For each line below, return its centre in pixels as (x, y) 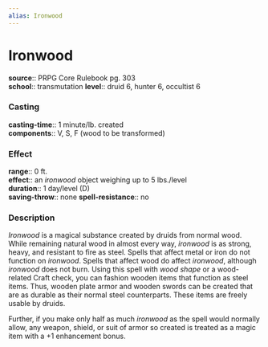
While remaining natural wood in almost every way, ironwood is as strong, (130, 244)
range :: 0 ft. (28, 171)
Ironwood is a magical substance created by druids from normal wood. (125, 235)
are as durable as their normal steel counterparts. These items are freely (128, 295)
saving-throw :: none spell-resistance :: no (79, 197)
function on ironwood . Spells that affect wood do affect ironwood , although (132, 261)
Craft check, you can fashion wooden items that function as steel (141, 278)
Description (32, 218)
